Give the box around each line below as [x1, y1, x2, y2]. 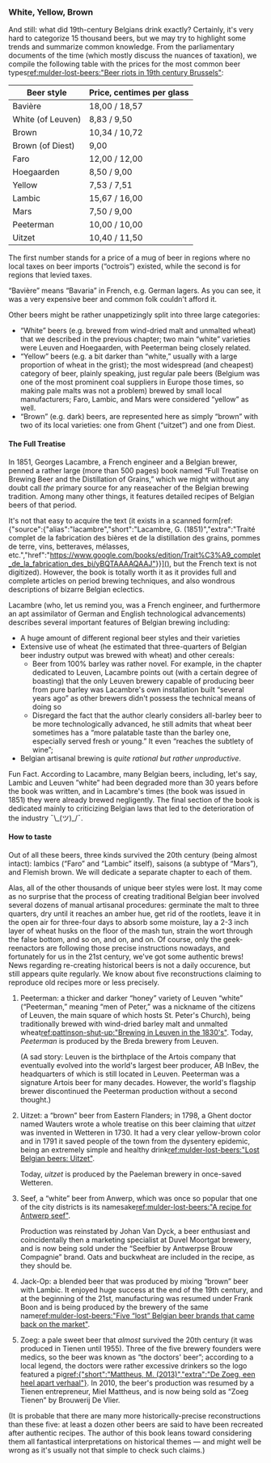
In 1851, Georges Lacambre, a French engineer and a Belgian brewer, [8, 456, 238, 467]
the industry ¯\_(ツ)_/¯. [8, 812, 83, 823]
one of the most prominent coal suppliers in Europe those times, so [19, 377, 244, 387]
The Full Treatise [8, 439, 66, 448]
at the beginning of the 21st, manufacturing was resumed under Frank [19, 1293, 253, 1303]
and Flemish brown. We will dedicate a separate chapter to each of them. [8, 867, 252, 876]
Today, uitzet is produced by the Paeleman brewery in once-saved [19, 1168, 242, 1179]
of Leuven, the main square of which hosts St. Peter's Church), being [19, 1010, 251, 1020]
